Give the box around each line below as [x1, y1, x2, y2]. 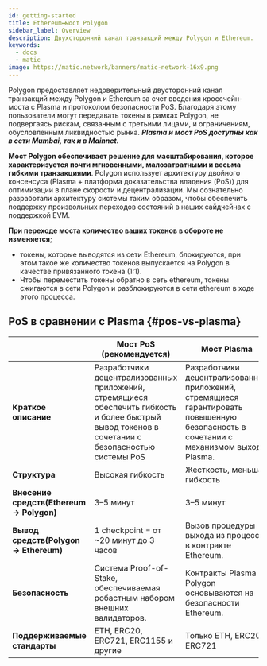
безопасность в [185, 421, 246, 432]
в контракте [185, 540, 232, 551]
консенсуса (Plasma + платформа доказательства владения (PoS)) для [8, 176, 249, 186]
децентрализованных [94, 371, 178, 382]
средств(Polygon [12, 534, 81, 545]
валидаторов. [94, 612, 147, 623]
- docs [15, 48, 37, 56]
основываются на [185, 587, 254, 598]
